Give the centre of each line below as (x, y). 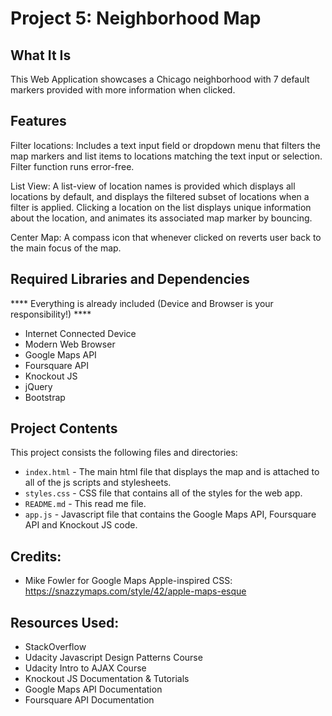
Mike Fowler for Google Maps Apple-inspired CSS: (128, 581)
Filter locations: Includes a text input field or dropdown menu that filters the (165, 145)
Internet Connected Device (80, 333)
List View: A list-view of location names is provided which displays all (153, 186)
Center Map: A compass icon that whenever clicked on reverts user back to (166, 237)
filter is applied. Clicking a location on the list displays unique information (161, 207)
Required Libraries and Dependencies (130, 279)
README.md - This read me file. (85, 504)
